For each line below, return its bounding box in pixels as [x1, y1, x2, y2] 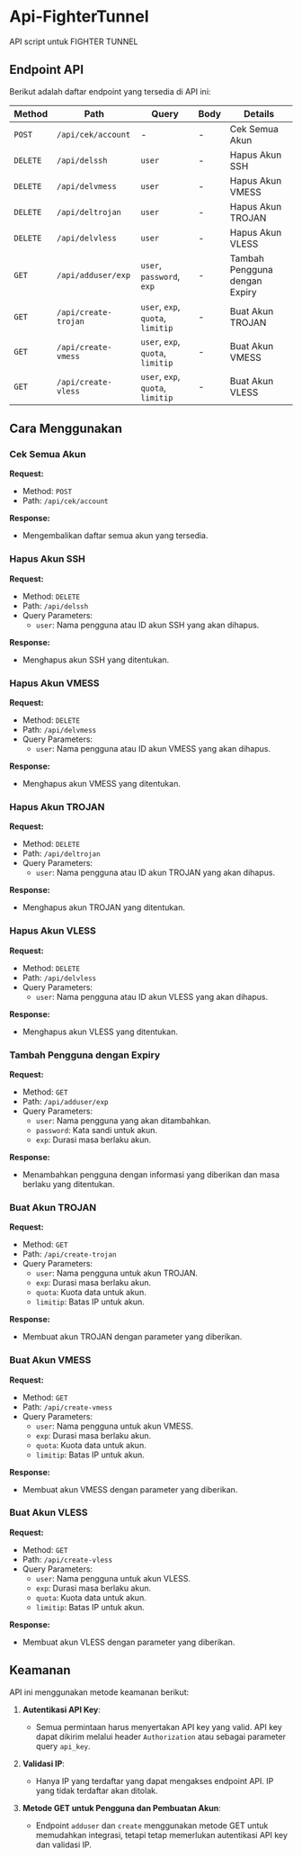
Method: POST [22, 486, 73, 497]
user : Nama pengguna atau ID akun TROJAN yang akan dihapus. [35, 867, 276, 879]
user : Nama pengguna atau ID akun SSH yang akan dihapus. [35, 619, 260, 630]
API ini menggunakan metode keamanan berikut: [9, 1686, 190, 1698]
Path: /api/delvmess [22, 725, 97, 735]
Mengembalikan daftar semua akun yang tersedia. [22, 530, 209, 541]
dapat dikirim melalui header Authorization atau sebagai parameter [35, 1731, 286, 1742]
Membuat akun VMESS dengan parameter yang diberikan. [22, 1483, 238, 1495]
